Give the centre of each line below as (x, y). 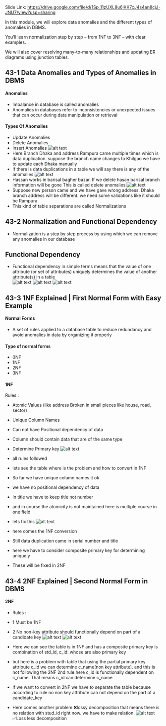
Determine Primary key (36, 449)
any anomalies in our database (44, 239)
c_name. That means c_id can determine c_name (62, 678)
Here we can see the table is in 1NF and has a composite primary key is (85, 647)
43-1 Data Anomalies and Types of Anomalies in (81, 73)
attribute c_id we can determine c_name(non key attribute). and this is (83, 667)
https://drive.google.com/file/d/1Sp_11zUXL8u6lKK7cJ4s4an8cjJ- (94, 7)
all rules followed (29, 458)
